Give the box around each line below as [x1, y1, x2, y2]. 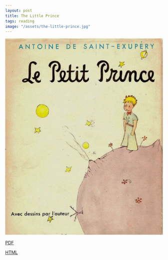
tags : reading [5, 18, 35, 23]
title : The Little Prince [5, 13, 59, 18]
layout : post [5, 8, 32, 13]
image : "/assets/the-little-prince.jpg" [5, 24, 91, 29]
